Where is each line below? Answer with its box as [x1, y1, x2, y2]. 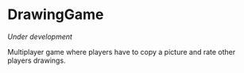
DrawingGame [7, 6, 104, 24]
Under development [7, 32, 73, 41]
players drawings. [7, 56, 66, 65]
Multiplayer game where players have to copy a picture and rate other [7, 47, 236, 56]
